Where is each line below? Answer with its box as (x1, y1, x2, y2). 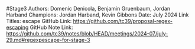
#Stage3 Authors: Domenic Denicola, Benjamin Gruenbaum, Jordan (6, 5, 170, 12)
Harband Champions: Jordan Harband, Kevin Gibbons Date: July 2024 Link (6, 11, 189, 18)
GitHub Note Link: (30, 24, 73, 31)
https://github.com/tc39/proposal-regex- (73, 18, 173, 24)
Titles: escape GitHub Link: (6, 18, 72, 24)
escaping (6, 24, 29, 31)
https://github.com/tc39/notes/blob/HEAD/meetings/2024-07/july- (6, 30, 168, 37)
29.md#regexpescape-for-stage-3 (6, 37, 90, 43)
